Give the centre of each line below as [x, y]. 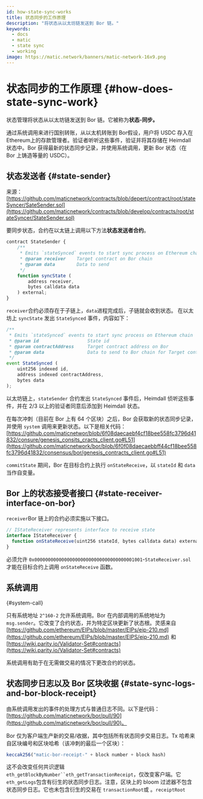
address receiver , [51, 281]
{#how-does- [138, 89]
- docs [20, 35]
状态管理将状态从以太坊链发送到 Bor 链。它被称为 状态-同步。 [82, 119]
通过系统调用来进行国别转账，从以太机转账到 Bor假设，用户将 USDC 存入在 [100, 132]
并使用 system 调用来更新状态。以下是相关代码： [66, 426]
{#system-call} [25, 603]
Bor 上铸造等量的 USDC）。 [40, 155]
